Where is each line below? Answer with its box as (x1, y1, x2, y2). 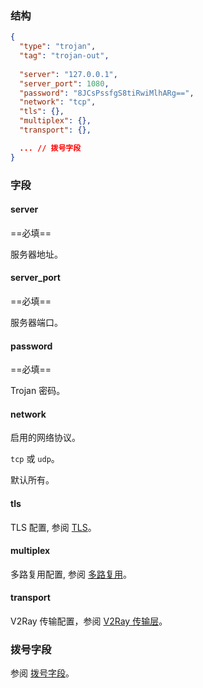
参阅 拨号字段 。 (10, 667, 75, 679)
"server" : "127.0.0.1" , (19, 69, 118, 79)
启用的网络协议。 (10, 432, 81, 444)
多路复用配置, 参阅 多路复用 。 (10, 568, 132, 580)
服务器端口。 (10, 317, 63, 328)
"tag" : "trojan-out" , (19, 51, 110, 61)
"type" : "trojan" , (19, 42, 97, 52)
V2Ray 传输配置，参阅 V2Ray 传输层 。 (10, 615, 168, 627)
